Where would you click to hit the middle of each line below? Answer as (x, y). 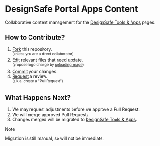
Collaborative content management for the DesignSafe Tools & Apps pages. (80, 22)
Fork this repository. (32, 49)
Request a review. (30, 76)
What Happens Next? (38, 98)
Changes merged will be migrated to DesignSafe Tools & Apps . (74, 119)
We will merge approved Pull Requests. (51, 114)
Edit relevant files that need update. (47, 60)
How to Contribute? (35, 37)
